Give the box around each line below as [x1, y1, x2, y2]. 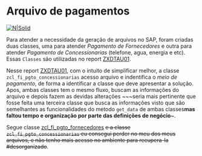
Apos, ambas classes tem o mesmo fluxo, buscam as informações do [6, 86, 180, 93]
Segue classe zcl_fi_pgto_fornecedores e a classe [6, 123, 131, 131]
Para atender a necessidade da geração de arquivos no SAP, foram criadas [6, 36, 194, 43]
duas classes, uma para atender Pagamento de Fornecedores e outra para [6, 42, 192, 50]
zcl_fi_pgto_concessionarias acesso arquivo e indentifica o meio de [6, 73, 177, 80]
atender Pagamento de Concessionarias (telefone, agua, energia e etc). [6, 48, 186, 56]
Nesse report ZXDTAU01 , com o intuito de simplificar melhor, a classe [6, 67, 180, 74]
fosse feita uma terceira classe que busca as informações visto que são [6, 99, 186, 106]
